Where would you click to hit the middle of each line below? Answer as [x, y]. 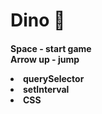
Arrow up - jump [45, 59]
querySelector [54, 78]
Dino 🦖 [38, 20]
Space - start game [51, 48]
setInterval [46, 89]
